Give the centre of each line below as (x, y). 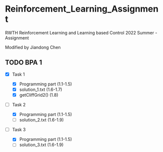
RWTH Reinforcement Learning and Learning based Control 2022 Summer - (81, 33)
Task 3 (19, 130)
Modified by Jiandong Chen (33, 47)
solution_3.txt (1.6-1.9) (41, 145)
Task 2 (19, 105)
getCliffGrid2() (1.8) (39, 95)
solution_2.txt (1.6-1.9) (42, 120)
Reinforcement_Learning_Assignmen (82, 9)
